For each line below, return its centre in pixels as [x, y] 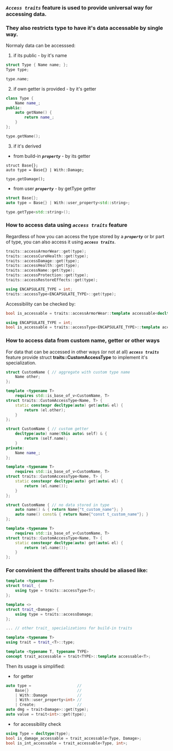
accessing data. [26, 14]
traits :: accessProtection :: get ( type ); [47, 275]
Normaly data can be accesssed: [41, 46]
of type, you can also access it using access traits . [61, 242]
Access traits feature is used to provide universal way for [79, 8]
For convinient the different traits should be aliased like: [77, 570]
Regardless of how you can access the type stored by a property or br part [85, 236]
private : [15, 448]
